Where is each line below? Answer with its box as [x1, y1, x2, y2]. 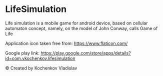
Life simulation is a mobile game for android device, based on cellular [5, 20, 148, 26]
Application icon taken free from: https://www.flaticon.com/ [5, 40, 128, 46]
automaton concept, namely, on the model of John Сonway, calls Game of [5, 25, 158, 31]
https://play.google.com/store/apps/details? [40, 50, 131, 56]
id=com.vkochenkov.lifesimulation [5, 55, 76, 61]
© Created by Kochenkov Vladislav [5, 65, 77, 71]
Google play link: [5, 50, 40, 56]
